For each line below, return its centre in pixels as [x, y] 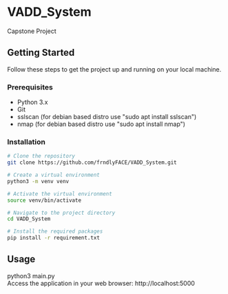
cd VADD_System [29, 219]
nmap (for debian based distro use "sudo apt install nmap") [101, 124]
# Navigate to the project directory [61, 213]
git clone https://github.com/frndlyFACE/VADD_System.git [92, 162]
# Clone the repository [41, 156]
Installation [27, 142]
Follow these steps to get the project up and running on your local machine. [114, 69]
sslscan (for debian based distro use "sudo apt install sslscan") [107, 117]
